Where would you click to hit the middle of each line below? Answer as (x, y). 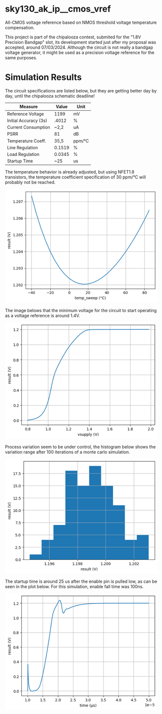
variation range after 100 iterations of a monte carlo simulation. (67, 452)
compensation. (20, 27)
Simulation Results (44, 78)
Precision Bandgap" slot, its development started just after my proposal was (81, 42)
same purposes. (21, 57)
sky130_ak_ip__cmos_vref (58, 9)
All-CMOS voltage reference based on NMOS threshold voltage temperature (81, 22)
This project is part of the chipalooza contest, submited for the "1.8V (73, 37)
